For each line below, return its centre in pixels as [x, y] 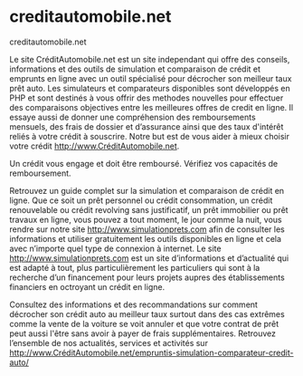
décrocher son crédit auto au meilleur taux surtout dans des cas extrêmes [147, 313]
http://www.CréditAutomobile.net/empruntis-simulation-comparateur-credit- [151, 352]
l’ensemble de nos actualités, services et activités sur [109, 342]
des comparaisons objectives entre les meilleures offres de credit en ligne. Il [151, 107]
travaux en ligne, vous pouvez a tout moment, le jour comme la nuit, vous [146, 219]
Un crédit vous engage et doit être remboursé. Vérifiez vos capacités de [144, 163]
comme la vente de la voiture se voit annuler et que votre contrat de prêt [144, 323]
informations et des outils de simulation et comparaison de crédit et [135, 69]
